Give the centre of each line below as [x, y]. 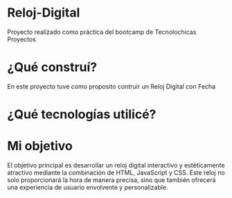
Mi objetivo [40, 146]
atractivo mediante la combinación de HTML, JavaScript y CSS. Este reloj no [116, 172]
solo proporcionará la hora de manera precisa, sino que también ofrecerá [111, 180]
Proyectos [22, 39]
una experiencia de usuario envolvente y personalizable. [88, 187]
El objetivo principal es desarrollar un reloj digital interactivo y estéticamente [116, 165]
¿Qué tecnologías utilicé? [82, 115]
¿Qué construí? [52, 67]
